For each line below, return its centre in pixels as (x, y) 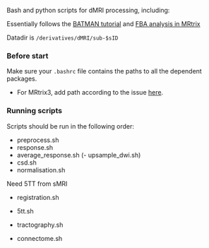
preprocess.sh (38, 140)
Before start (28, 56)
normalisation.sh (41, 170)
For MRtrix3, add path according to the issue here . (90, 93)
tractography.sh (40, 225)
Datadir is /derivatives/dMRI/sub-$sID (62, 37)
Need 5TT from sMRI (37, 184)
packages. (22, 79)
